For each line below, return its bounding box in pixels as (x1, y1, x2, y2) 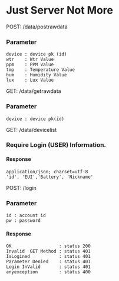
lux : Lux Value (6, 77, 54, 83)
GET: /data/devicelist (6, 126, 57, 133)
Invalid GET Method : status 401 (6, 248, 91, 254)
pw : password (6, 217, 41, 224)
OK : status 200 (6, 243, 91, 249)
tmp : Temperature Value (6, 67, 75, 73)
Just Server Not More (6, 4, 114, 17)
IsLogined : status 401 (6, 254, 91, 260)
